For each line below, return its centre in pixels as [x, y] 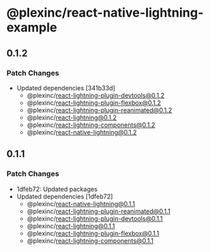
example [32, 27]
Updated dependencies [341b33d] [66, 87]
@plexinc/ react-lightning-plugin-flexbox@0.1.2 [94, 103]
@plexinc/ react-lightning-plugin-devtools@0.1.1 [95, 218]
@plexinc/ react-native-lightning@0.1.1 [81, 203]
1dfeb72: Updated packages [57, 189]
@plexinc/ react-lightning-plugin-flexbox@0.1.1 [93, 233]
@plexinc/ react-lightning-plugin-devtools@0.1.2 [96, 95]
